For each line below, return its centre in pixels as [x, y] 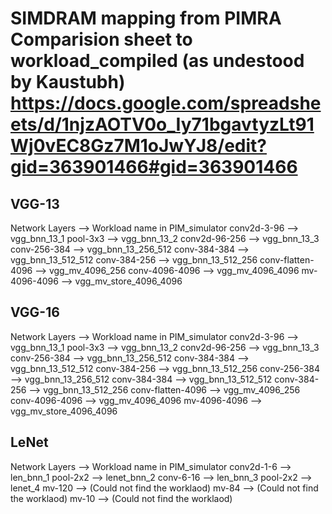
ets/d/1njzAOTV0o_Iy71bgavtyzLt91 [162, 124]
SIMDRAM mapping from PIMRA [146, 18]
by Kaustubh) [68, 82]
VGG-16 [35, 312]
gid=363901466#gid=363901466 [154, 167]
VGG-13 [35, 203]
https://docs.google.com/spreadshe [166, 103]
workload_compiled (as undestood [157, 61]
